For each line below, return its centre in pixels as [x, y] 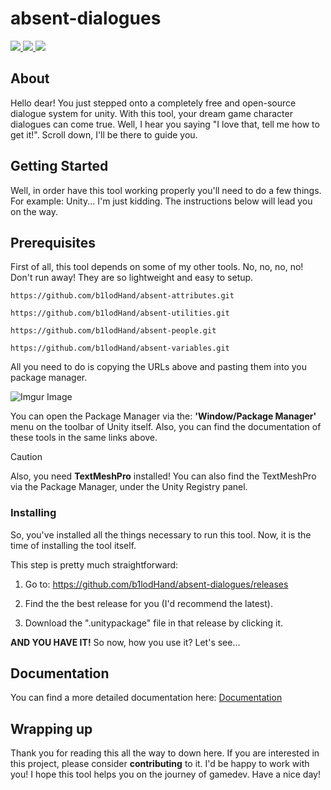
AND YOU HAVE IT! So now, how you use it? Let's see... [125, 642]
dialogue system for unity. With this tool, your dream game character [151, 113]
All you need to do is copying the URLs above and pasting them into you [159, 367]
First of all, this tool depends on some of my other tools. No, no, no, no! [157, 267]
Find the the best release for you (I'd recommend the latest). [148, 603]
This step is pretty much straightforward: [94, 564]
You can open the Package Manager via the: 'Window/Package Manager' [163, 416]
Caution [26, 457]
